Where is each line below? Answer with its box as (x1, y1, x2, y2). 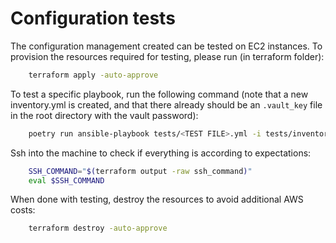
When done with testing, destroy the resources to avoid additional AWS (10, 193, 304, 206)
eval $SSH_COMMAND (28, 175, 105, 186)
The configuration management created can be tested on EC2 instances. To (10, 40, 323, 52)
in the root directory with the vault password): (10, 109, 199, 121)
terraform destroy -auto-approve (28, 223, 168, 234)
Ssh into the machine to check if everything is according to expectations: (10, 147, 312, 159)
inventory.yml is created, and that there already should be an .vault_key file (10, 98, 323, 111)
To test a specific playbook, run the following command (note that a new (10, 88, 309, 100)
